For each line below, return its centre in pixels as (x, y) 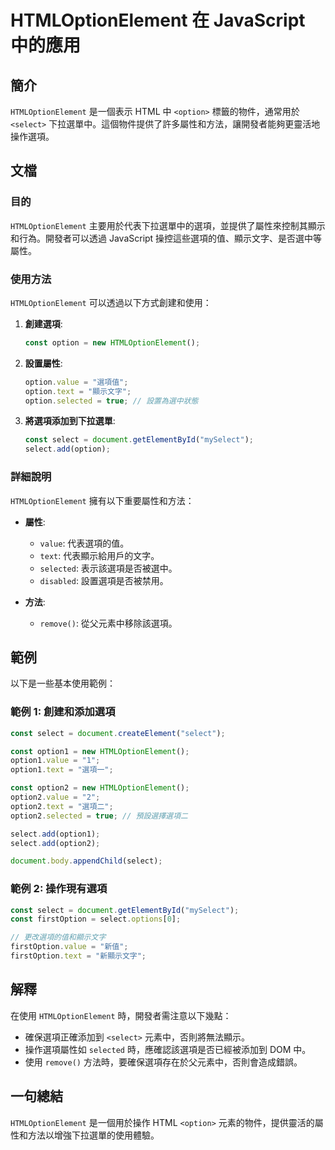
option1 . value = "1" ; (55, 761)
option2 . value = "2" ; (55, 797)
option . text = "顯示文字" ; (78, 391)
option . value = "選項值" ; (76, 382)
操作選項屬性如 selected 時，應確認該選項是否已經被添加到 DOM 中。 (168, 1049)
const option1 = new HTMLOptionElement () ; (100, 751)
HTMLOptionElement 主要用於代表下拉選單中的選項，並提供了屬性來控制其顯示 (168, 225)
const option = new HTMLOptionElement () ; (112, 342)
